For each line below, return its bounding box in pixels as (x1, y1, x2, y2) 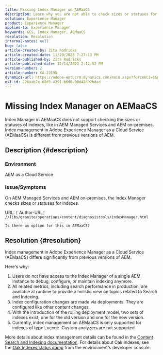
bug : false (5, 43, 27, 48)
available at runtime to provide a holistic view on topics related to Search (12, 289, 158, 295)
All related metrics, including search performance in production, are (12, 284, 148, 289)
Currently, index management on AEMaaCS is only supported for (12, 319, 142, 326)
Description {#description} (5, 146, 88, 154)
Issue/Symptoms (5, 184, 46, 191)
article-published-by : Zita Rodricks (5, 57, 81, 62)
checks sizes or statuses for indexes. (5, 200, 79, 206)
